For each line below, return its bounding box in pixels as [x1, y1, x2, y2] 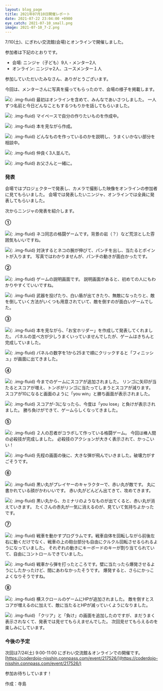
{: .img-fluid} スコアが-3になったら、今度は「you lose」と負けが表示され [10, 401, 156, 407]
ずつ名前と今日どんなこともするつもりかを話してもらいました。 [5, 103, 132, 109]
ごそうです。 [5, 459, 31, 464]
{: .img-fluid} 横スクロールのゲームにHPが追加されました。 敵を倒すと [10, 596, 150, 602]
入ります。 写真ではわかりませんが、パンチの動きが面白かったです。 [13, 253, 150, 259]
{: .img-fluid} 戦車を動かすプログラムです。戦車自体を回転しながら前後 [10, 532, 151, 539]
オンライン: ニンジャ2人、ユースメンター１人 [12, 66, 102, 72]
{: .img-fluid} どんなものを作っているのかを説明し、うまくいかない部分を [10, 134, 155, 140]
